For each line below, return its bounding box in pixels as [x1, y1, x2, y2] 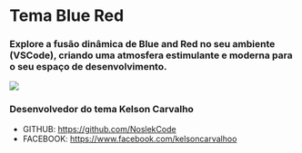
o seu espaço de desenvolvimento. [9, 61, 167, 73]
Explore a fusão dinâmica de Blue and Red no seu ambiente [9, 38, 276, 51]
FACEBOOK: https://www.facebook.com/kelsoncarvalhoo [22, 133, 237, 144]
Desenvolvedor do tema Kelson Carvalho [9, 103, 194, 116]
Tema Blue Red [9, 5, 125, 26]
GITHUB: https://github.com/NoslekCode [22, 123, 176, 134]
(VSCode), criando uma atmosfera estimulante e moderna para [9, 49, 293, 62]
